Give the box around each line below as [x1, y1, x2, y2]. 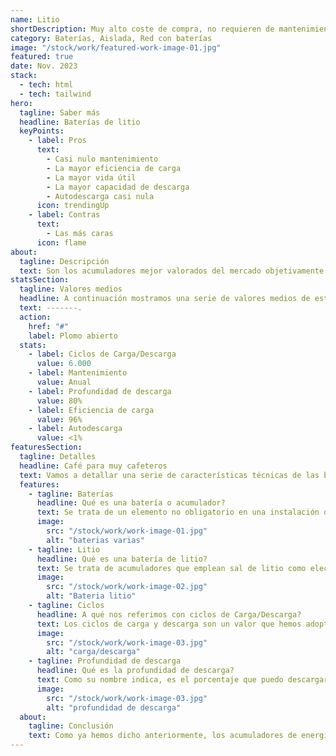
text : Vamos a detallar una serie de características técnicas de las [19, 470, 320, 480]
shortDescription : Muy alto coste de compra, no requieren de [10, 24, 275, 34]
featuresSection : [10, 442, 83, 453]
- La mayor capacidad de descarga [46, 182, 190, 192]
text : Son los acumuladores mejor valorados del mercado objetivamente [19, 266, 325, 276]
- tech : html [19, 80, 74, 90]
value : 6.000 [36, 359, 92, 369]
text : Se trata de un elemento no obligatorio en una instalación [36, 507, 320, 518]
